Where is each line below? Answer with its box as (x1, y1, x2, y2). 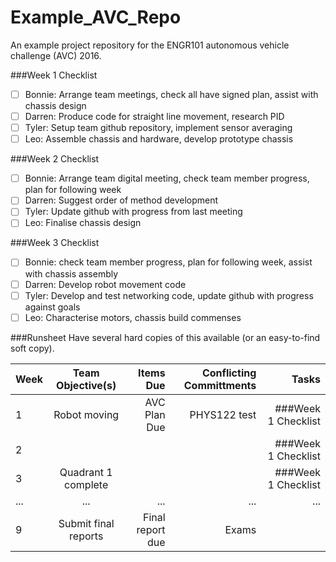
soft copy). (10, 342, 55, 354)
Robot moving (53, 407, 120, 421)
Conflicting (201, 366, 257, 380)
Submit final (58, 516, 115, 530)
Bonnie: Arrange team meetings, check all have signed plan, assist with (24, 88, 319, 100)
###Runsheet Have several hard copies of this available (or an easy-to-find (10, 331, 321, 343)
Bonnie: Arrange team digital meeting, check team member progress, (24, 172, 310, 185)
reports (69, 529, 104, 543)
